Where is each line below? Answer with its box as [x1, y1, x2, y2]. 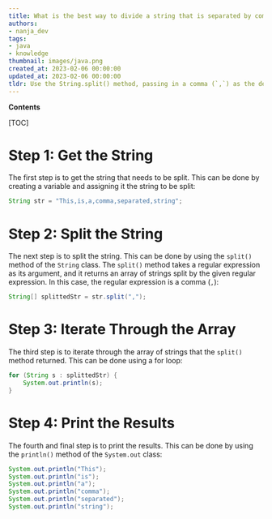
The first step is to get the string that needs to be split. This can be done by [8, 173, 260, 182]
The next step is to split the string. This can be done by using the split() [8, 251, 253, 261]
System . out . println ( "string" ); [8, 503, 114, 511]
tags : [8, 34, 27, 43]
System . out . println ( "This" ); [8, 465, 107, 473]
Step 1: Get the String [8, 146, 154, 165]
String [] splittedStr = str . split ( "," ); [8, 293, 147, 301]
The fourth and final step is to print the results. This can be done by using [8, 440, 253, 450]
